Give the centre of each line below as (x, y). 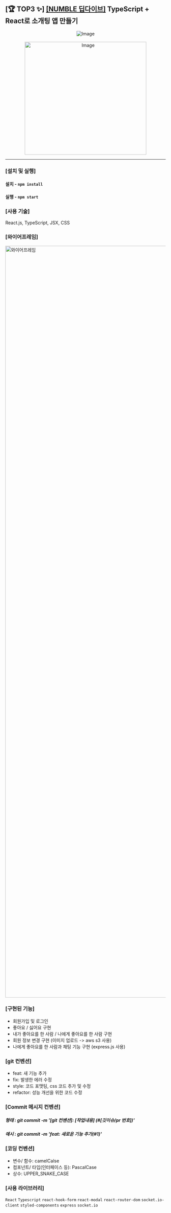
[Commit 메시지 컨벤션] (33, 1107)
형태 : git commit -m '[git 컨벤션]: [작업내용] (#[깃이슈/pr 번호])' (70, 1120)
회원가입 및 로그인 (30, 1021)
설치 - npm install (24, 184)
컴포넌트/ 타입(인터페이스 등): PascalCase (54, 1167)
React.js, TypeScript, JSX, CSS (38, 223)
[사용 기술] (18, 211)
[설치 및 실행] (21, 171)
